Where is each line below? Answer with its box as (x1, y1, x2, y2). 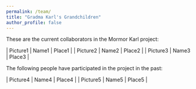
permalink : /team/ (6, 8, 51, 15)
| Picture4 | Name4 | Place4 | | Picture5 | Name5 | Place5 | (6, 76, 148, 83)
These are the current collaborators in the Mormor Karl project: (6, 36, 159, 43)
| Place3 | (6, 54, 29, 61)
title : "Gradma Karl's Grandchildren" (6, 14, 101, 20)
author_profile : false (6, 19, 62, 25)
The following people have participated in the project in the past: (6, 65, 163, 72)
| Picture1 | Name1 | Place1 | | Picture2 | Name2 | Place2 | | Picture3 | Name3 (6, 47, 191, 54)
